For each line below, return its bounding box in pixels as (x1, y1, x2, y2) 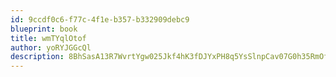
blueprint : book (10, 24, 78, 34)
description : (10, 52, 65, 62)
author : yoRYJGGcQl (10, 42, 92, 53)
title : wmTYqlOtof (10, 33, 87, 43)
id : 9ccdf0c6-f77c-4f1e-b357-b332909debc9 (10, 14, 190, 25)
